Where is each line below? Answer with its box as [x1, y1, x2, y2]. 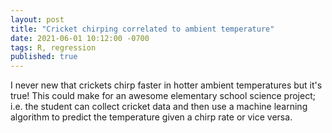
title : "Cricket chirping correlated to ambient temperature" [10, 24, 275, 34]
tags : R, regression [10, 42, 97, 53]
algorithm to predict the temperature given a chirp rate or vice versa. [10, 111, 293, 123]
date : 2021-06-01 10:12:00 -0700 [10, 33, 150, 43]
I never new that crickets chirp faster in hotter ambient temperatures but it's [10, 79, 323, 91]
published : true [10, 52, 78, 62]
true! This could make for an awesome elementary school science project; [10, 90, 316, 102]
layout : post [10, 14, 65, 25]
